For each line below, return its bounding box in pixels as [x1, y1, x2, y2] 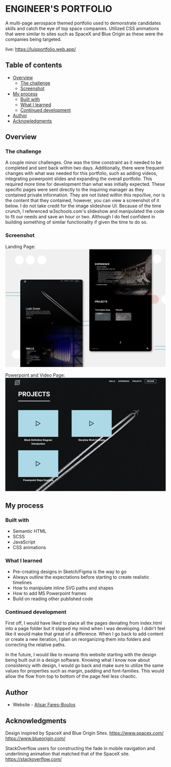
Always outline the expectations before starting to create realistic [12, 574, 150, 580]
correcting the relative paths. [5, 641, 66, 648]
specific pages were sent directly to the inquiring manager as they [5, 187, 144, 193]
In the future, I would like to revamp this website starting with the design [5, 652, 157, 658]
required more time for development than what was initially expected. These [5, 181, 165, 187]
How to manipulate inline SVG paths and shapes [12, 585, 113, 591]
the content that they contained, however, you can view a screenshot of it [5, 197, 159, 204]
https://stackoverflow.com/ [5, 756, 62, 762]
